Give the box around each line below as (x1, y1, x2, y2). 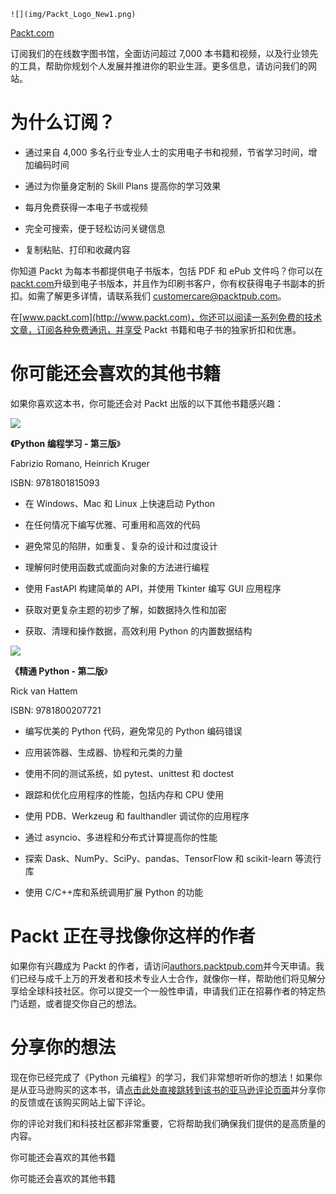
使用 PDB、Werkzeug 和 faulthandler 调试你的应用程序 (24, 810, 250, 822)
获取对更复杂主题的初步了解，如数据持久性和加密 (24, 603, 227, 615)
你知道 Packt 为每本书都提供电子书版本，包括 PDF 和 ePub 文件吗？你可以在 (10, 265, 323, 277)
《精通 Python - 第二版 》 (10, 665, 108, 677)
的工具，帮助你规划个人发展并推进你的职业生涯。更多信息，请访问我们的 (10, 60, 308, 72)
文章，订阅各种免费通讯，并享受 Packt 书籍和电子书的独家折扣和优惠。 (10, 323, 302, 335)
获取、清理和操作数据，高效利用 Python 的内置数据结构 (24, 625, 253, 637)
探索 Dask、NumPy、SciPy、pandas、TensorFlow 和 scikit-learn (24, 852, 293, 864)
